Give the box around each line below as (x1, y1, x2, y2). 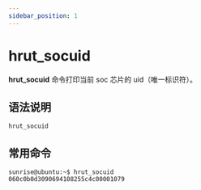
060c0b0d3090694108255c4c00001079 (8, 175, 126, 184)
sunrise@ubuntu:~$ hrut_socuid (8, 168, 114, 176)
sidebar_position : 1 (8, 11, 79, 20)
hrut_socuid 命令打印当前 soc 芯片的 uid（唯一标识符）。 (8, 74, 197, 84)
